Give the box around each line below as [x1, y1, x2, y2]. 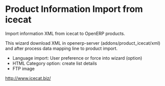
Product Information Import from [5, 3, 143, 15]
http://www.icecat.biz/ [5, 75, 51, 81]
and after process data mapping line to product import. [5, 45, 118, 51]
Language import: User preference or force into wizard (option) [12, 55, 143, 61]
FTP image [12, 66, 35, 72]
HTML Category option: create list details [12, 60, 97, 66]
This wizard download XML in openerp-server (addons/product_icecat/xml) [5, 40, 161, 46]
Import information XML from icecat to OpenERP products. [5, 30, 126, 36]
